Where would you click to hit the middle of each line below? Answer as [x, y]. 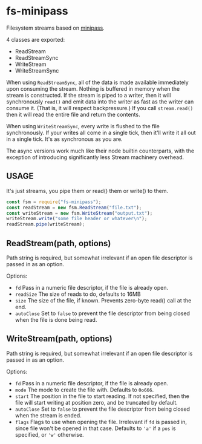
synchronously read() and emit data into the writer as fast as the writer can [100, 102]
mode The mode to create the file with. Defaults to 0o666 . [84, 390]
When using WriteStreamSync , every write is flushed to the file [83, 126]
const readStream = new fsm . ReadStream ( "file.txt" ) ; [74, 207]
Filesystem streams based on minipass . [55, 28]
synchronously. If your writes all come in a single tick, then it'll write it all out [101, 132]
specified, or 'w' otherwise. [49, 434]
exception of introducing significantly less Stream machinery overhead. [95, 157]
